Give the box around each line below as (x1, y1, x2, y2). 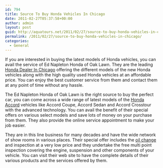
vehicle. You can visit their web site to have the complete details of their (5, 152, 149, 158)
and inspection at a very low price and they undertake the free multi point (5, 142, 152, 148)
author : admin (5, 20, 34, 26)
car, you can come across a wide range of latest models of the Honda (5, 96, 145, 102)
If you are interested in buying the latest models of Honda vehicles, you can (5, 56, 156, 62)
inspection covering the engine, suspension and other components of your (5, 147, 154, 153)
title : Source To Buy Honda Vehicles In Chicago (5, 12, 105, 16)
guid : (5, 30, 16, 34)
